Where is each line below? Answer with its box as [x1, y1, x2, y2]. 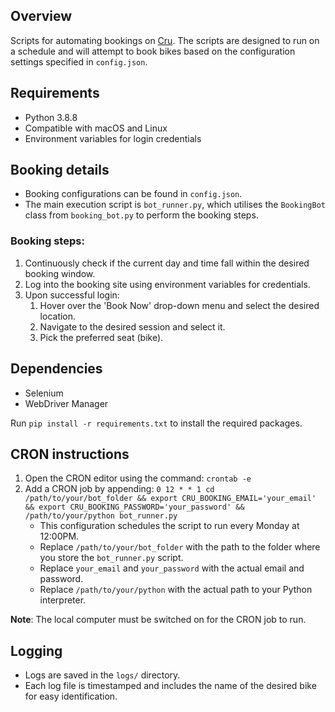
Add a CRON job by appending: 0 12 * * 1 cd [24, 483, 215, 495]
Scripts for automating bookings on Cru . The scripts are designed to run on [10, 34, 320, 46]
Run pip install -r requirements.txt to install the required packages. [10, 417, 303, 429]
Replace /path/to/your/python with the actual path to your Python [39, 584, 313, 596]
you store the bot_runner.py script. [39, 552, 184, 564]
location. [39, 310, 77, 322]
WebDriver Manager [24, 397, 109, 409]
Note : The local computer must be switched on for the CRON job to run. [10, 614, 307, 626]
